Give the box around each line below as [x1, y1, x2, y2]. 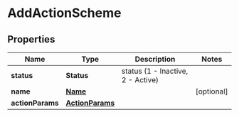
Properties [7, 33, 55, 45]
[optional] [195, 87, 228, 96]
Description [134, 55, 176, 64]
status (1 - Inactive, [121, 66, 188, 76]
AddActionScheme [7, 5, 122, 21]
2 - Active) [121, 75, 159, 84]
